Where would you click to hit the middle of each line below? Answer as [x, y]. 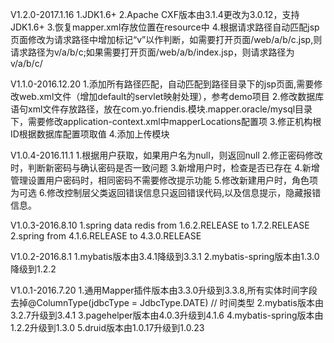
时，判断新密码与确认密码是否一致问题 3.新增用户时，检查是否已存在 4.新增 [165, 167]
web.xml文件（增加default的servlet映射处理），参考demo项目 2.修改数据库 [171, 96]
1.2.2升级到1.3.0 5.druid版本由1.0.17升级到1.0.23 [107, 327]
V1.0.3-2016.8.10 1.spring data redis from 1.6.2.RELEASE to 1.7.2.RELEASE [160, 225]
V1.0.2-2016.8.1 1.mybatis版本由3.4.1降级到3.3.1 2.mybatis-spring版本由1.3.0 [165, 256]
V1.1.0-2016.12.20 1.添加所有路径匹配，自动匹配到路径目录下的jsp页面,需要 [162, 84]
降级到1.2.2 [33, 269]
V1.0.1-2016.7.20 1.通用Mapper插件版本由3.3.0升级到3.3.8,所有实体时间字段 [164, 290]
